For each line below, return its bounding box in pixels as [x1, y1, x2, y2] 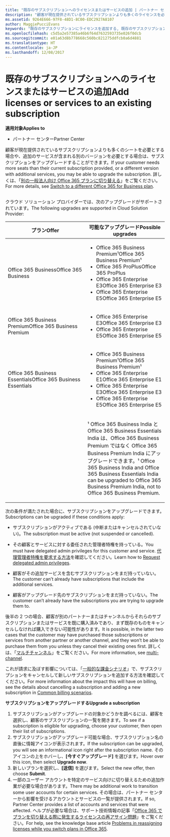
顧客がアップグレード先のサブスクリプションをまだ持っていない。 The [12, 591, 158, 598]
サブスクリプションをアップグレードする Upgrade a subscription [5, 700, 140, 706]
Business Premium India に [88, 449, 151, 457]
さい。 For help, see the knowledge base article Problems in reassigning [12, 820, 162, 826]
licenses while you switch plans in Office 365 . [12, 825, 108, 832]
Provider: [5, 211, 24, 217]
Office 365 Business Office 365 [8, 266, 82, 273]
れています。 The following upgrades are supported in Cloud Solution [5, 205, 148, 211]
